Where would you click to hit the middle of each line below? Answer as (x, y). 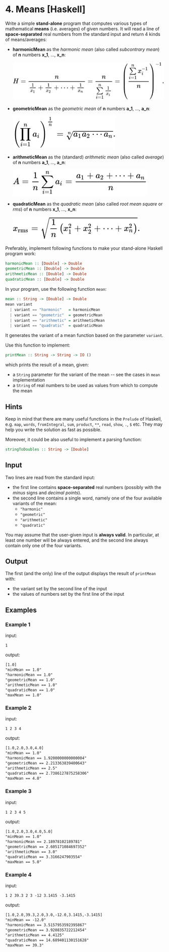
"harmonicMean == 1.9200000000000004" (46, 758)
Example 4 (18, 874)
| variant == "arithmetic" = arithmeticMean (57, 320)
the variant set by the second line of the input (60, 589)
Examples (21, 610)
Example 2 (18, 708)
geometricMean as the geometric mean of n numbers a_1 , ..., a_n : (81, 108)
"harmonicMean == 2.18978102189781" (44, 842)
